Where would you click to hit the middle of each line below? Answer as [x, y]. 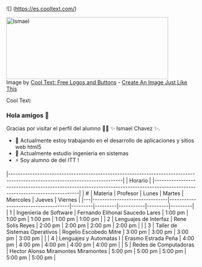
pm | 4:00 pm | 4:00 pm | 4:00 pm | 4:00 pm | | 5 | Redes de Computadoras [100, 245]
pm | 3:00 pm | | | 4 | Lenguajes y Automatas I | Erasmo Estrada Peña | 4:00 [100, 239]
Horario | [140, 181]
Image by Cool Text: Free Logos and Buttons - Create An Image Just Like [97, 82]
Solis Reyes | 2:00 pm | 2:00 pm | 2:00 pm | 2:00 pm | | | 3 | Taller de [92, 225]
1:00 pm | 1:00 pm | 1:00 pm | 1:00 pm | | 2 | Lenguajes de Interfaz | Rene [96, 219]
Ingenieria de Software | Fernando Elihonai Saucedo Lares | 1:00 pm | [102, 213]
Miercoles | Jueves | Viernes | [43, 200]
